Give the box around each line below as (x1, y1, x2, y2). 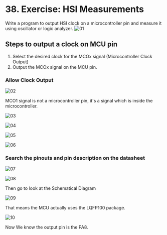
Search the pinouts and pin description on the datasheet (5, 154, 145, 161)
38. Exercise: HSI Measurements (5, 4, 144, 15)
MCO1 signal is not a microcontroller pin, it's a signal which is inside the (5, 98, 153, 104)
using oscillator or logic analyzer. (5, 25, 74, 31)
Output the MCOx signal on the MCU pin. (12, 64, 97, 70)
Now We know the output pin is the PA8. (5, 224, 89, 230)
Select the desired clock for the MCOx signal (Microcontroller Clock (12, 53, 153, 59)
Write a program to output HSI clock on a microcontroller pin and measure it (5, 20, 162, 26)
